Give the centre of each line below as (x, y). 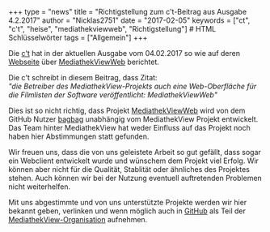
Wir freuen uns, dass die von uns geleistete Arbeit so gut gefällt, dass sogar (135, 152)
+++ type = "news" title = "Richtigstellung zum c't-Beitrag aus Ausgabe (128, 12)
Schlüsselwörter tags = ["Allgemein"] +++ (78, 37)
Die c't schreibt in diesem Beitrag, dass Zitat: (83, 77)
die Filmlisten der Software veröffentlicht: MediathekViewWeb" (113, 95)
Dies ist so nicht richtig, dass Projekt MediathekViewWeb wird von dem (127, 110)
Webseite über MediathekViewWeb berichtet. (84, 62)
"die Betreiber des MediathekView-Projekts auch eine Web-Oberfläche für (133, 86)
